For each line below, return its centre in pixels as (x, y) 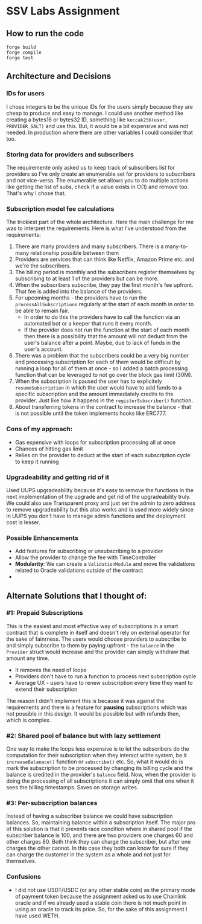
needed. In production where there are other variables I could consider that (99, 132)
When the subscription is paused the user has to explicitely (88, 381)
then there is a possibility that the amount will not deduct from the (106, 336)
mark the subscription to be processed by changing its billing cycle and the (99, 768)
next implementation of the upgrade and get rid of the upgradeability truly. (99, 496)
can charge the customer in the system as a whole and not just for (88, 855)
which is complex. (29, 720)
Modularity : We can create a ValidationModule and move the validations (105, 564)
